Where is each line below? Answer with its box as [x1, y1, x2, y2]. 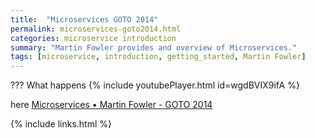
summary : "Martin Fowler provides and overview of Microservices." [10, 42, 298, 53]
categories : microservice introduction [10, 33, 177, 43]
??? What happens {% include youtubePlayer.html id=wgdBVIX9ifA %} [10, 79, 300, 91]
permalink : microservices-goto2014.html [10, 24, 182, 34]
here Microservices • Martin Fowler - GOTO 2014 [10, 99, 213, 111]
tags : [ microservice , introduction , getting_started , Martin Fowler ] [10, 52, 307, 62]
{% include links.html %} [10, 118, 112, 130]
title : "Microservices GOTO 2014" [10, 14, 159, 25]
